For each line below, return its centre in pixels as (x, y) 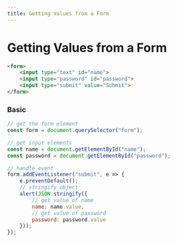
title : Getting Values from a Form (58, 13)
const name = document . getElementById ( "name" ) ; (77, 149)
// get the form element (43, 124)
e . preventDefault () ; (49, 181)
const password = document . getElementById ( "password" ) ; (89, 156)
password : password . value (69, 220)
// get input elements (40, 142)
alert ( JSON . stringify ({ (54, 194)
